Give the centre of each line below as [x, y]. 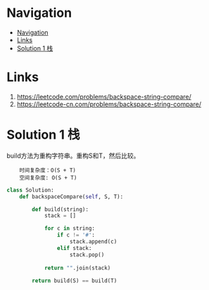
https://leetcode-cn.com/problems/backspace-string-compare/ [109, 104]
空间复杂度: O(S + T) [48, 177]
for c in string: [70, 229]
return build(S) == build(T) [75, 281]
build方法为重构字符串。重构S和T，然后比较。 [73, 156]
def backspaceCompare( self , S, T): [71, 196]
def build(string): [61, 209]
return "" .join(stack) [77, 268]
